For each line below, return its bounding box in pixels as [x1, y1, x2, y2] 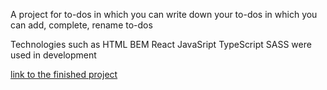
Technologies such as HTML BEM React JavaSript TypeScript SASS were [10, 39, 312, 50]
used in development [10, 49, 97, 61]
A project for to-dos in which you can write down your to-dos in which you [10, 9, 318, 20]
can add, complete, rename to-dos [10, 19, 153, 31]
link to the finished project [10, 69, 118, 80]
